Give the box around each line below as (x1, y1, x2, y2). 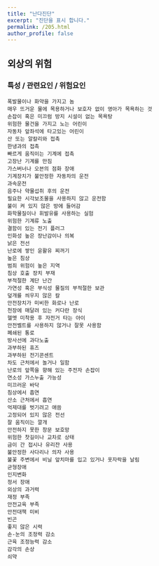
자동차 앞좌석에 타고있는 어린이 (7, 128, 84, 135)
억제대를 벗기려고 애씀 (7, 404, 62, 411)
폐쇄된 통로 (7, 329, 35, 336)
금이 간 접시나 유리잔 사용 (7, 441, 73, 448)
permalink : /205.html (7, 23, 71, 30)
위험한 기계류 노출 (7, 217, 53, 225)
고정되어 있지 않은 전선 (7, 412, 65, 419)
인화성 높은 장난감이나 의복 (7, 232, 75, 239)
